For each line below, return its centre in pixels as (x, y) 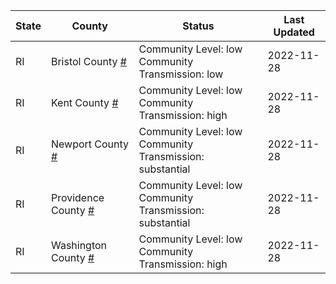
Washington (79, 245)
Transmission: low (181, 74)
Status (198, 26)
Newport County (90, 144)
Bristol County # (88, 61)
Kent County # (84, 102)
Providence (77, 197)
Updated (294, 32)
